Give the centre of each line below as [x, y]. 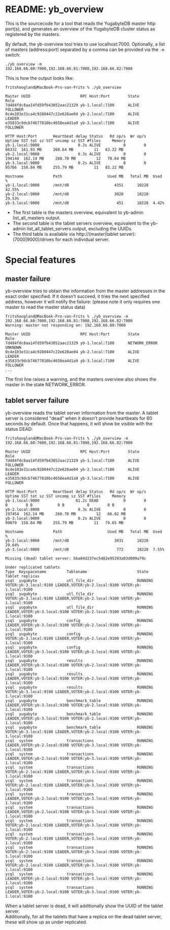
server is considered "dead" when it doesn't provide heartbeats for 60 [79, 418]
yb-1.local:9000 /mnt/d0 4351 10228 [77, 185]
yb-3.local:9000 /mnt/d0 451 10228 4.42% [85, 203]
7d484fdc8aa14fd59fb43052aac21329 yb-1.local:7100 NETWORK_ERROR [81, 343]
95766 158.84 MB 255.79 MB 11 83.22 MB [64, 167]
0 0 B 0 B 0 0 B [60, 505]
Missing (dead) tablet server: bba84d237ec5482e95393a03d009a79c [76, 558]
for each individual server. [82, 239]
